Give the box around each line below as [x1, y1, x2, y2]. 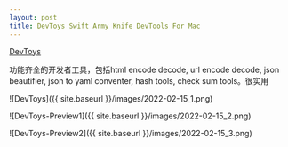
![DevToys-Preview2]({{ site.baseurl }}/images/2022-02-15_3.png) [9, 127, 253, 138]
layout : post [9, 12, 58, 22]
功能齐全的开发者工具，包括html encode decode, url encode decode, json [9, 64, 280, 75]
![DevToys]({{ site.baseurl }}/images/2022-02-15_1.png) [9, 93, 213, 103]
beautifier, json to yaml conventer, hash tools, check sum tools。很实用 [9, 75, 269, 86]
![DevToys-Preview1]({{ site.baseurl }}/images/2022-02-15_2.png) [9, 110, 252, 121]
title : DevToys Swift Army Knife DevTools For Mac [9, 21, 201, 30]
